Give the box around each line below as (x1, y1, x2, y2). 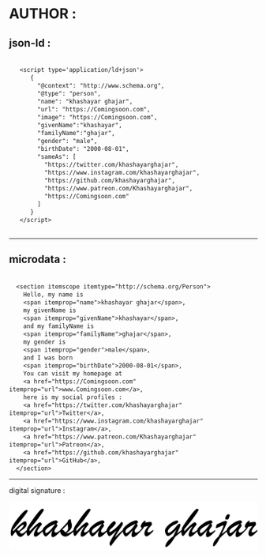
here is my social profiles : (23, 393, 123, 401)
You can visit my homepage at (23, 369, 123, 378)
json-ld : (9, 36, 51, 50)
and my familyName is (23, 322, 94, 330)
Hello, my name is (23, 290, 84, 299)
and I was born (23, 353, 73, 362)
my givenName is (23, 306, 77, 314)
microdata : (9, 253, 66, 266)
